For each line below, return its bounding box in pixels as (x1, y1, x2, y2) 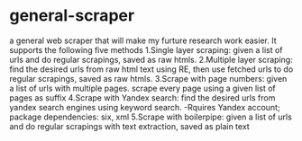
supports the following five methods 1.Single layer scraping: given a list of (9, 44, 283, 55)
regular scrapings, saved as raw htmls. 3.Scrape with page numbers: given (9, 73, 288, 84)
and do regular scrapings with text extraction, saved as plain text (9, 120, 250, 131)
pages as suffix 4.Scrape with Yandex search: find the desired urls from (9, 92, 276, 103)
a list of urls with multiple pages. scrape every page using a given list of (9, 83, 277, 93)
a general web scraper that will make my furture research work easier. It (9, 35, 277, 46)
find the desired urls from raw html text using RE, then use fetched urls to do (9, 64, 294, 75)
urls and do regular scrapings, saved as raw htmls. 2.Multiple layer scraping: (9, 54, 293, 65)
